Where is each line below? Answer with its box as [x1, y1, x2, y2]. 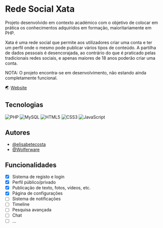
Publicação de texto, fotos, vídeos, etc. [12, 185, 91, 191]
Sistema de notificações [12, 196, 61, 202]
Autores [5, 128, 30, 137]
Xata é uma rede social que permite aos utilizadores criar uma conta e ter [5, 39, 153, 45]
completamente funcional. [5, 75, 58, 81]
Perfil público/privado [12, 180, 56, 185]
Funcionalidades [5, 160, 57, 169]
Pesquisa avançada [12, 207, 52, 213]
